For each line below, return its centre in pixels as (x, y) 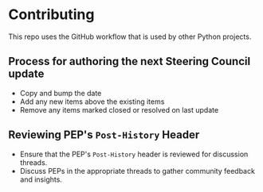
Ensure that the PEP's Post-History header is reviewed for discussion (134, 154)
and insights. (41, 179)
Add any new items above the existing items (92, 102)
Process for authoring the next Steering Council (130, 61)
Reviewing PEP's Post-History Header (104, 135)
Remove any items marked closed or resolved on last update (119, 109)
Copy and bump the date (61, 93)
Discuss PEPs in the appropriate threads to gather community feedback (137, 171)
